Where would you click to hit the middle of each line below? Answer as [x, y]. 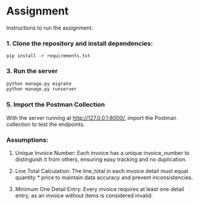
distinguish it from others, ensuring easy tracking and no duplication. [101, 159]
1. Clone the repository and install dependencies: [80, 43]
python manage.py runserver [42, 89]
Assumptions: [28, 140]
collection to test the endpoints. [46, 124]
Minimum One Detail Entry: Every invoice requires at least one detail [99, 189]
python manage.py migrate [39, 84]
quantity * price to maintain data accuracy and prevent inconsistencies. [104, 177]
